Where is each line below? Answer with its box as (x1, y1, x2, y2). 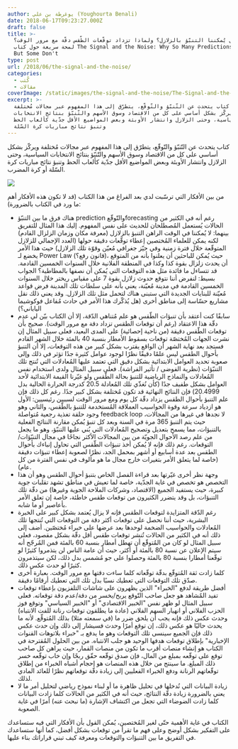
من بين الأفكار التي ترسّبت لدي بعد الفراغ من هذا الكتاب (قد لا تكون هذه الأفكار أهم (7, 192, 225, 200)
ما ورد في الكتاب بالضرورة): (7, 200, 81, 208)
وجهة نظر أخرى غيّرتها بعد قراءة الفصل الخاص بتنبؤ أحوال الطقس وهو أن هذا (17, 470, 218, 478)
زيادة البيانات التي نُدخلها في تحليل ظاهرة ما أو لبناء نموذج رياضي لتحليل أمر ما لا (17, 681, 228, 690)
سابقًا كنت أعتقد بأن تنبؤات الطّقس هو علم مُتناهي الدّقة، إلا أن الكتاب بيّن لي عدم (17, 311, 230, 320)
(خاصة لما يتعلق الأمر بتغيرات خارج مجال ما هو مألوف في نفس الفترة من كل (17, 455, 219, 463)
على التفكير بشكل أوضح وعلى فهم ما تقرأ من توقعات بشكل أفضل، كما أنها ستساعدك (7, 726, 231, 734)
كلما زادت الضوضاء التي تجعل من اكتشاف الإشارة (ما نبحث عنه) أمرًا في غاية (17, 696, 219, 705)
